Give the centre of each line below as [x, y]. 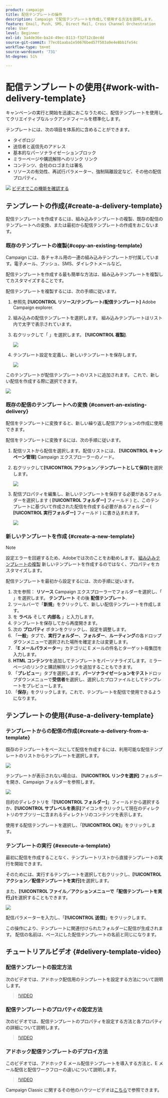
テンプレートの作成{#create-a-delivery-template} [84, 206]
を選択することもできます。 [42, 897]
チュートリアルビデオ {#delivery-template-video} [83, 952]
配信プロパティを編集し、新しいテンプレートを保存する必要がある [81, 494]
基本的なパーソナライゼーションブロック [54, 153]
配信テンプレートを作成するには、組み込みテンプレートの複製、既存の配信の [84, 219]
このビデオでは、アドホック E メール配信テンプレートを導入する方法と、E [82, 1063]
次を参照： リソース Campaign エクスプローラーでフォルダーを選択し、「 [87, 592]
